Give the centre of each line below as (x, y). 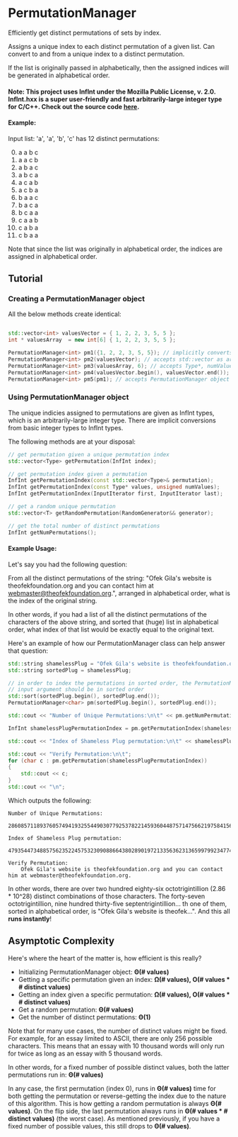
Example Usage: (32, 549)
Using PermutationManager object (69, 397)
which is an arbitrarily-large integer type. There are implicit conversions (112, 420)
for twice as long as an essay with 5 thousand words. (85, 1053)
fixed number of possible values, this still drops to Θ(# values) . (100, 1126)
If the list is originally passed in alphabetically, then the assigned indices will (119, 67)
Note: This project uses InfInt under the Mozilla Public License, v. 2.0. (112, 91)
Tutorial (25, 279)
